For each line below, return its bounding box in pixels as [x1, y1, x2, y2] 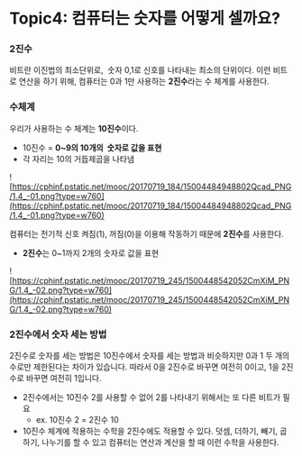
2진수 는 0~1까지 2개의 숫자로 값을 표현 [22, 247, 160, 258]
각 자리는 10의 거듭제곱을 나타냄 [22, 153, 135, 164]
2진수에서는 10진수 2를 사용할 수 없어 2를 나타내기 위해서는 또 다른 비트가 [22, 392, 281, 403]
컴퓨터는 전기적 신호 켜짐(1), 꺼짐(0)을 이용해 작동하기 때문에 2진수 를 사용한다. [9, 228, 284, 239]
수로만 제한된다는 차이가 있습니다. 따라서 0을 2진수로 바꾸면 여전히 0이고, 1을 [9, 361, 279, 372]
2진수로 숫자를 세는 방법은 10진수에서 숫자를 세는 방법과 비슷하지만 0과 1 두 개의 [9, 351, 290, 361]
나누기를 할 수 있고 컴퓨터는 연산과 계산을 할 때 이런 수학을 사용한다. [41, 437, 279, 448]
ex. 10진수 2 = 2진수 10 [35, 415, 119, 425]
